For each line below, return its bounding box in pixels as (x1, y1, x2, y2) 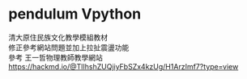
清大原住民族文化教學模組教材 (8, 32, 108, 42)
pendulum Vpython (8, 5, 142, 23)
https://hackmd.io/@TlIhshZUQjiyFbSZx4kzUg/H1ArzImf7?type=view (8, 61, 239, 71)
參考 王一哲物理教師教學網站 (8, 52, 103, 62)
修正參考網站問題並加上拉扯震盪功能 (8, 42, 130, 52)
